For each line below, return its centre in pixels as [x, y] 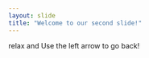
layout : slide [32, 15]
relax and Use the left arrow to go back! [74, 45]
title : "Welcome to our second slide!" [75, 23]
